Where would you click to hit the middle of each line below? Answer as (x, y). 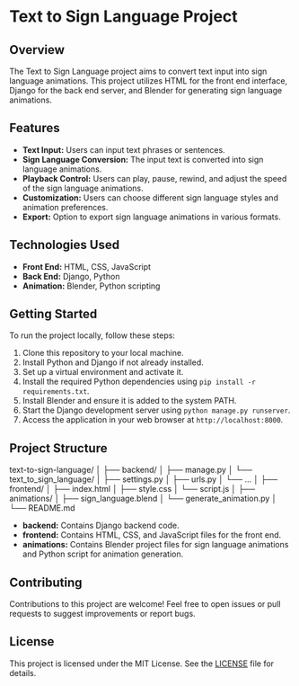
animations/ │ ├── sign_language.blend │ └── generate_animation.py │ (143, 499)
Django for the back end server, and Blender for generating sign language (146, 90)
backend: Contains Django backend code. (101, 526)
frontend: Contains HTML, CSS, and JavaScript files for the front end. (152, 535)
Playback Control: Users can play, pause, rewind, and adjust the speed (154, 178)
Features (35, 128)
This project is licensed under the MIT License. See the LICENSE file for (142, 664)
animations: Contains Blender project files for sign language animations (155, 545)
